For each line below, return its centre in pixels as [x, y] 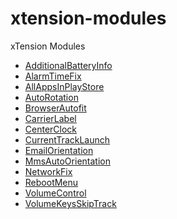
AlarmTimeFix [53, 76]
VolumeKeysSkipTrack [70, 203]
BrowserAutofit [55, 108]
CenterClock [51, 129]
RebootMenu [51, 182]
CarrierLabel [50, 118]
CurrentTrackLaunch [67, 139]
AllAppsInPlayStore [64, 86]
